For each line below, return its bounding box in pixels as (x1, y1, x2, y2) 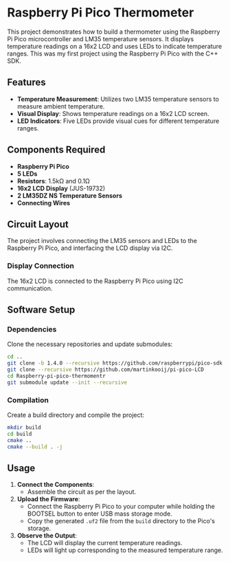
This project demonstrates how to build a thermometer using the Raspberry (7, 27, 220, 36)
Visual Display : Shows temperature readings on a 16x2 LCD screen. (16, 109, 209, 117)
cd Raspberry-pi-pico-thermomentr (7, 372, 106, 379)
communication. (7, 284, 53, 293)
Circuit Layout (7, 218, 69, 230)
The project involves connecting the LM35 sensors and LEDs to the (7, 237, 198, 245)
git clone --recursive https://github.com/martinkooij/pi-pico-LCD (7, 366, 205, 374)
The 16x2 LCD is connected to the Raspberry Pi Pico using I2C (7, 277, 183, 285)
